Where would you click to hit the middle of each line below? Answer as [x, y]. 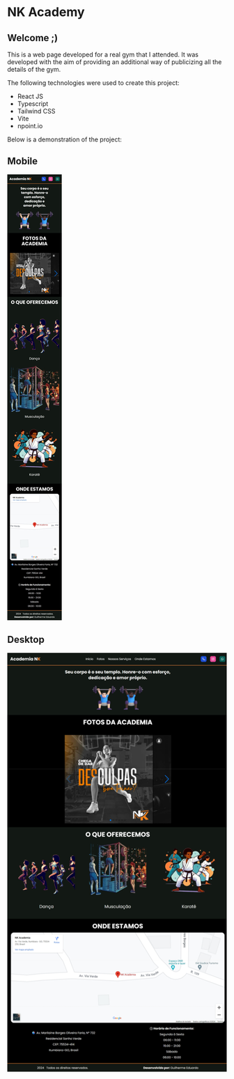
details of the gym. [34, 69]
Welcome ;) [32, 38]
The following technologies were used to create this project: [93, 83]
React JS [30, 96]
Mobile [23, 161]
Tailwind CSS [36, 111]
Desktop [26, 640]
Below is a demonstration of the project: [64, 139]
